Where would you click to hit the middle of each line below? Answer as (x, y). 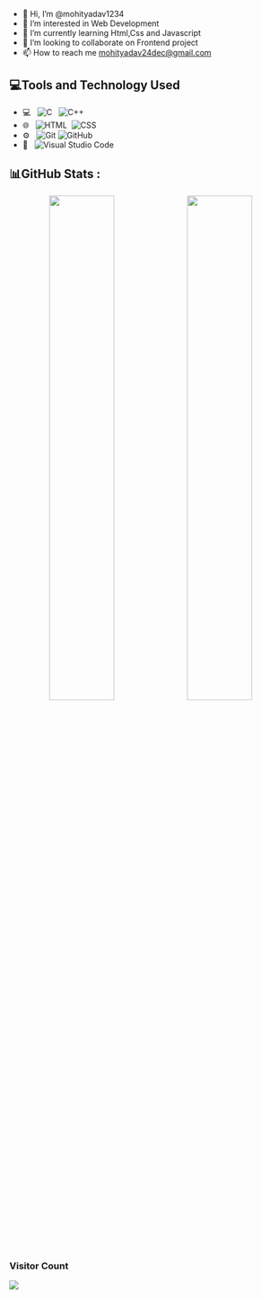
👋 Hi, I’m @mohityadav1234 (73, 14)
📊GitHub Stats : (55, 174)
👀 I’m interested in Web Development (91, 23)
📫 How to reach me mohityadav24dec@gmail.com (117, 53)
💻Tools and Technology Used (95, 85)
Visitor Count (39, 1266)
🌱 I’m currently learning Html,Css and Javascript (112, 33)
